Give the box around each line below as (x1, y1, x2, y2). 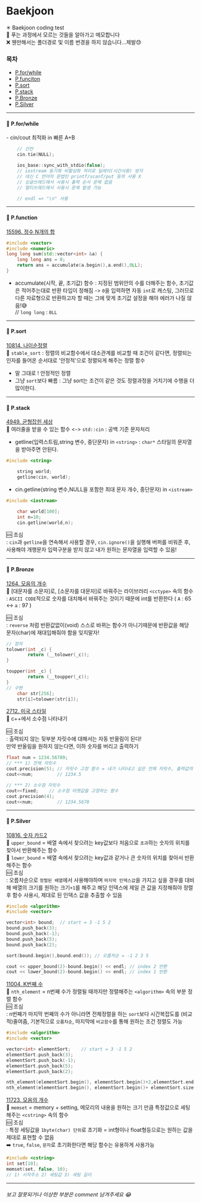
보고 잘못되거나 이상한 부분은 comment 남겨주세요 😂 (6, 1191, 132, 1198)
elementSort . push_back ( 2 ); (6, 1068, 74, 1074)
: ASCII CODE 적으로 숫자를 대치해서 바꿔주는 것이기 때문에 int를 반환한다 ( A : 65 (6, 595, 191, 602)
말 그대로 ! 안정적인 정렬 (14, 370, 71, 377)
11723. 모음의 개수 (6, 1097, 49, 1104)
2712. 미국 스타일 (6, 708, 47, 715)
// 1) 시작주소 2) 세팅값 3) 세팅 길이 (6, 1171, 92, 1178)
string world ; (17, 468, 52, 475)
